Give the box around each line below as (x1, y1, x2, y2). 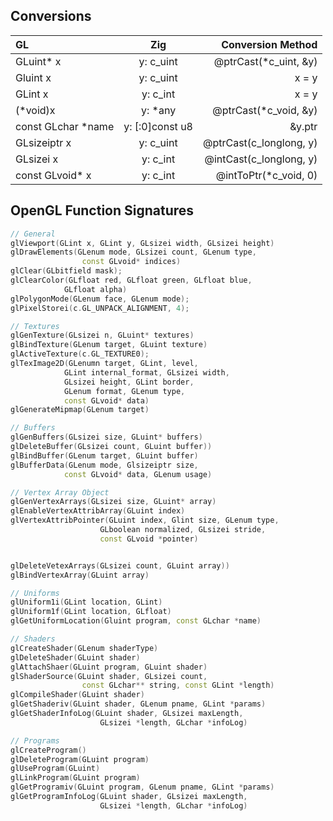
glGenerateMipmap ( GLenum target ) (10, 405, 150, 415)
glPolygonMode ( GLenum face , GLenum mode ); (10, 294, 190, 304)
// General (10, 229, 56, 239)
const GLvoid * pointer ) (99, 534, 199, 544)
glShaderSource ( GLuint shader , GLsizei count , (10, 671, 208, 681)
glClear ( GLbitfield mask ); (10, 266, 123, 276)
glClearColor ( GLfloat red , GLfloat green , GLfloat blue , (10, 275, 253, 285)
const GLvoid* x (15, 168, 92, 182)
